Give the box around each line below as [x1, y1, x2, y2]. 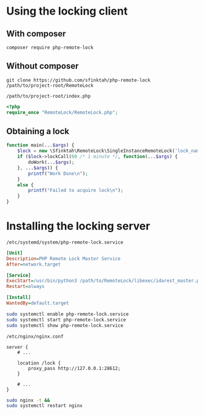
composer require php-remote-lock [6, 44, 94, 50]
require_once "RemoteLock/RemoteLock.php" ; [6, 109, 118, 115]
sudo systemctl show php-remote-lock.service [6, 322, 123, 329]
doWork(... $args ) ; [28, 159, 75, 165]
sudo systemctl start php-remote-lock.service [6, 317, 126, 323]
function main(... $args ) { [6, 142, 75, 148]
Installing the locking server [6, 219, 151, 233]
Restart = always [6, 284, 45, 290]
